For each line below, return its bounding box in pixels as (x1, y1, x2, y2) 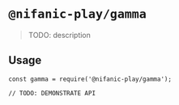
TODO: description (28, 30, 92, 40)
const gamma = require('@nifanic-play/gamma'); (8, 75, 173, 83)
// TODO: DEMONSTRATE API (8, 89, 96, 97)
